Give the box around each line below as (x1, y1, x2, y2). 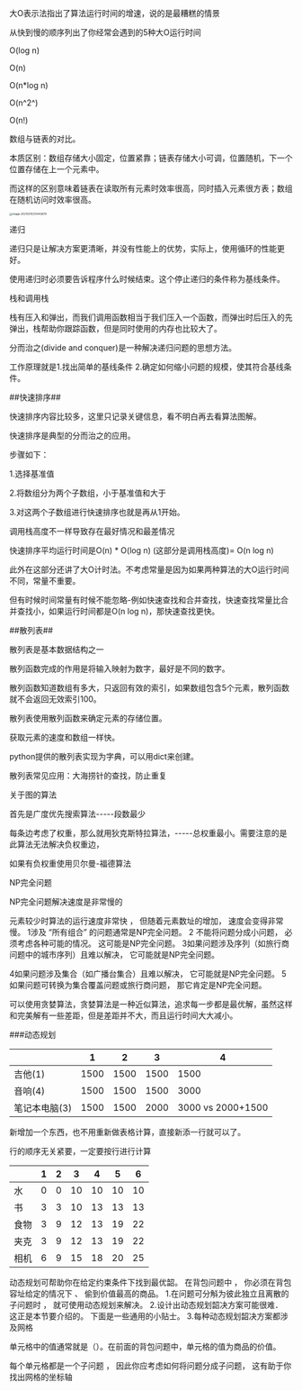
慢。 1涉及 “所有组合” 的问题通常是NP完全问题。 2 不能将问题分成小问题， (9, 927, 283, 938)
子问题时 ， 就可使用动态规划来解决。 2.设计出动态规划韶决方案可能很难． (9, 1300, 283, 1311)
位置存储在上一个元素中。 (9, 164, 104, 174)
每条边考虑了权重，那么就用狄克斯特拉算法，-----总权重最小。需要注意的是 (9, 828, 288, 839)
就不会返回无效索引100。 (9, 694, 102, 705)
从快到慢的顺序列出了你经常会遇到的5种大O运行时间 (9, 27, 202, 38)
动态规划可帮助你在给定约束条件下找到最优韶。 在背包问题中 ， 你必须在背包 (9, 1277, 292, 1288)
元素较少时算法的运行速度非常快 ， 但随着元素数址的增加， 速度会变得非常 (9, 915, 284, 926)
